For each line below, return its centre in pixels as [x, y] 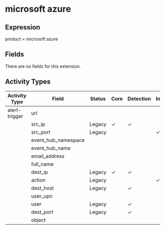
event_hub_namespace [58, 140]
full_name [42, 164]
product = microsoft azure [31, 39]
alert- [14, 110]
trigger [15, 116]
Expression [23, 27]
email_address [48, 156]
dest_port [42, 212]
